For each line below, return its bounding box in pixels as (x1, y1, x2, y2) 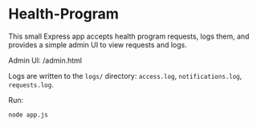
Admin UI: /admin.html (8, 55, 83, 65)
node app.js (8, 110, 48, 119)
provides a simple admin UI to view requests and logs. (8, 39, 187, 49)
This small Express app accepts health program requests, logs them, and (8, 31, 250, 41)
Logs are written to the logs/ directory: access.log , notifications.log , (8, 71, 243, 80)
